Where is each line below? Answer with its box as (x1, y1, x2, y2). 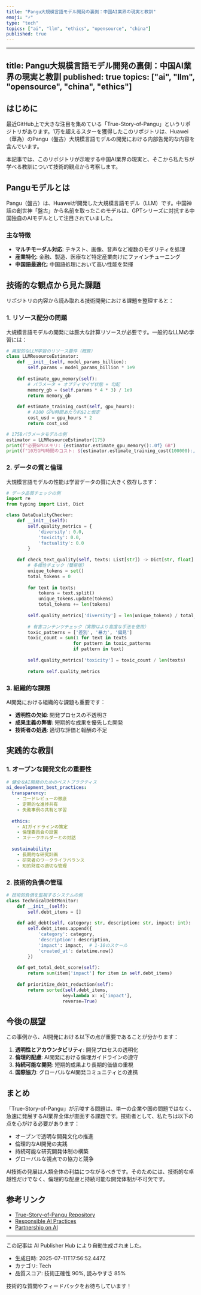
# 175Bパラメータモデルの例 (6, 431, 67, 437)
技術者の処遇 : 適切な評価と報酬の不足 (14, 726, 108, 733)
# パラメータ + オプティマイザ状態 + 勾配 (28, 381, 120, 387)
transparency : (11, 790, 47, 796)
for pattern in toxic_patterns (72, 641, 151, 647)
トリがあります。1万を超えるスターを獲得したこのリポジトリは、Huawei (11, 128, 189, 135)
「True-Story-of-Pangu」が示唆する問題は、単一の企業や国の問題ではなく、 (6, 1105, 195, 1112)
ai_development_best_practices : (6, 785, 87, 791)
